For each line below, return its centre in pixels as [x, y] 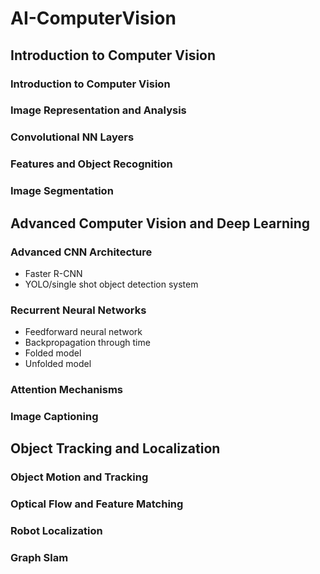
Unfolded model [58, 364]
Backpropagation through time [87, 343]
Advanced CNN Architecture [81, 252]
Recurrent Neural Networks [78, 310]
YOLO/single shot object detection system [111, 284]
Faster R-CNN [53, 273]
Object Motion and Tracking [79, 477]
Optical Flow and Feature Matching [97, 504]
